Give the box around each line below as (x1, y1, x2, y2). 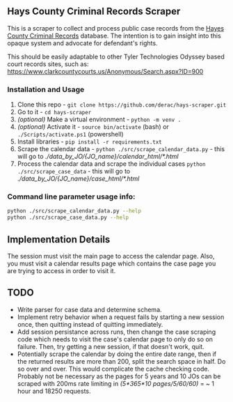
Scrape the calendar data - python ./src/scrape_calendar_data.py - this (17, 145, 225, 153)
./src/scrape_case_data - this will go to (17, 167, 131, 176)
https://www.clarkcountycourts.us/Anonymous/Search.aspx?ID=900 (7, 67, 204, 75)
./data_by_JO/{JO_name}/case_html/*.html (17, 174, 140, 183)
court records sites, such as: (7, 59, 89, 68)
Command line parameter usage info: (7, 192, 136, 201)
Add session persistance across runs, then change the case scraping (17, 327, 216, 336)
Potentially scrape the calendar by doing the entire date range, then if (17, 350, 217, 358)
